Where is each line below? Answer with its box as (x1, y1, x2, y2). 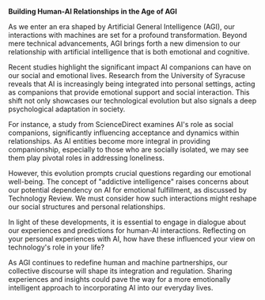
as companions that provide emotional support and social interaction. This (8, 88, 250, 97)
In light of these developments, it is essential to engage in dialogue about (8, 217, 247, 227)
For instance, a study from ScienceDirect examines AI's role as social (8, 120, 234, 129)
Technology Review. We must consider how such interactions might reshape (8, 193, 257, 203)
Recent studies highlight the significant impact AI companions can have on (8, 62, 252, 72)
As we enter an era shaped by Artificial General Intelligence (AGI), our (8, 22, 235, 31)
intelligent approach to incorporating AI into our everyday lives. (8, 283, 214, 292)
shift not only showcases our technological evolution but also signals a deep (8, 96, 257, 105)
